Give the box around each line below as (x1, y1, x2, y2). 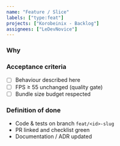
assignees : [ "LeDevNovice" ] (6, 26, 78, 32)
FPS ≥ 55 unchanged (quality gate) (15, 83, 103, 90)
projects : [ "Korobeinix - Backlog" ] (6, 20, 99, 26)
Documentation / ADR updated (15, 133, 93, 140)
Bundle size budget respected (15, 90, 91, 98)
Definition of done (6, 106, 61, 114)
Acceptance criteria (6, 62, 67, 71)
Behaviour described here (15, 76, 80, 84)
